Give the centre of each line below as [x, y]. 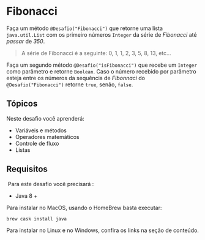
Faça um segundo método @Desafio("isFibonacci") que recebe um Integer [102, 65]
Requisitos [27, 169]
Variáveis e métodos [41, 130]
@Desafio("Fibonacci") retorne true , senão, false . [70, 84]
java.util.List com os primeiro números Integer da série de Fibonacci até [102, 34]
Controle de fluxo [37, 143]
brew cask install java [37, 219]
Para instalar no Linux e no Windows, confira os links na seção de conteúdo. [102, 230]
